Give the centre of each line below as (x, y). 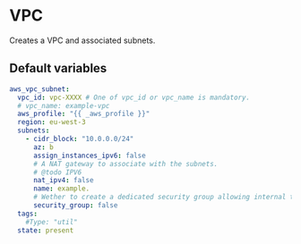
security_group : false (75, 206)
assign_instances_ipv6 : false (89, 156)
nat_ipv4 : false (63, 181)
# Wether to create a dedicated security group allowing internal (159, 198)
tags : (28, 214)
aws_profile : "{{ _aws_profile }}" (84, 114)
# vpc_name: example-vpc (64, 105)
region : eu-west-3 (52, 122)
